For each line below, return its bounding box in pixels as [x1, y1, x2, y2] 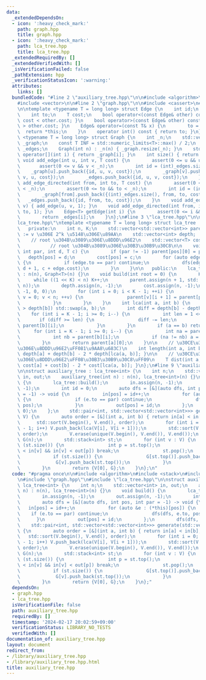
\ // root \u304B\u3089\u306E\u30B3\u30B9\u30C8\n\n [17, 243, 183, 249]
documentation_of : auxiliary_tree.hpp [6, 636, 105, 643]
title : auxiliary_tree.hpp [6, 665, 75, 671]
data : [6, 9, 20, 15]
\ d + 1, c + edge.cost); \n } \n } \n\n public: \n [17, 266, 177, 272]
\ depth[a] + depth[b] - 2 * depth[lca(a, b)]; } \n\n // [17, 351, 174, 357]
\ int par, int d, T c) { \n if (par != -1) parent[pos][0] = [17, 248, 196, 254]
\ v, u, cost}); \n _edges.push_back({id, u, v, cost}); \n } [17, 174, 202, 181]
